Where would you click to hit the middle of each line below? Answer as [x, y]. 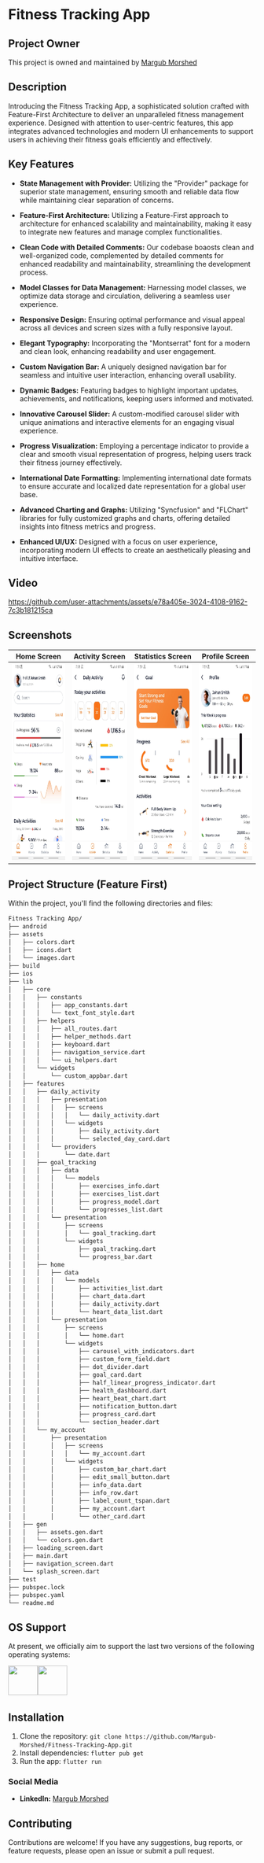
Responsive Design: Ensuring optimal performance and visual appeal [132, 319]
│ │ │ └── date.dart [59, 1155]
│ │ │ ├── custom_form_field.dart [89, 1359]
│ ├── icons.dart [40, 950]
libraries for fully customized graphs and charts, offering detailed [125, 518]
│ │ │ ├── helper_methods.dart [70, 1037]
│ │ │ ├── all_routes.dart [63, 1029]
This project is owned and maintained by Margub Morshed [103, 62]
